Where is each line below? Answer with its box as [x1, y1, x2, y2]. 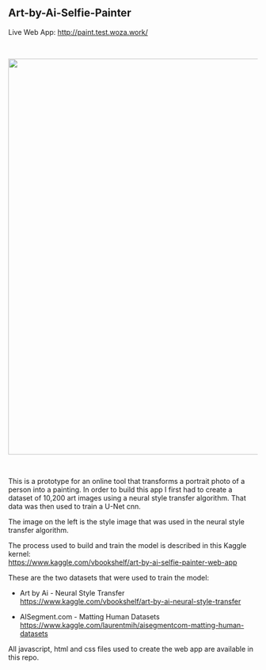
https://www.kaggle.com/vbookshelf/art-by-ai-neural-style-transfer [19, 596, 241, 606]
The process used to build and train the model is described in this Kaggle [8, 540, 247, 550]
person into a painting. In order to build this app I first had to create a [8, 485, 233, 494]
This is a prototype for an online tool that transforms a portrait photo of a [8, 476, 245, 485]
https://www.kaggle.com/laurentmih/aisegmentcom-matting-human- [19, 620, 245, 630]
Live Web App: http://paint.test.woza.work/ [8, 27, 148, 36]
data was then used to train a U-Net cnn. [8, 501, 141, 511]
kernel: [8, 549, 31, 558]
